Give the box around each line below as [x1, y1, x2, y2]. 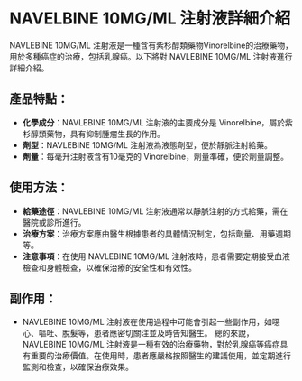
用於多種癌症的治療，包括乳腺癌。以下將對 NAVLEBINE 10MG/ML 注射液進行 [9, 51, 293, 61]
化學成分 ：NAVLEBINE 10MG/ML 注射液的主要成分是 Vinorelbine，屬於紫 [22, 116, 293, 127]
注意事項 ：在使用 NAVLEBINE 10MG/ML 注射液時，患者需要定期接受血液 [22, 250, 290, 262]
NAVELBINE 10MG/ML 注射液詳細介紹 [9, 8, 291, 29]
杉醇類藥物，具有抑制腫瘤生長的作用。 [22, 128, 165, 139]
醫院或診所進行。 [22, 217, 87, 228]
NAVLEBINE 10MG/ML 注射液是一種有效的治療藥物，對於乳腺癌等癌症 [22, 339, 281, 350]
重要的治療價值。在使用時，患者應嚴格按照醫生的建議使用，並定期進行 [30, 350, 291, 361]
